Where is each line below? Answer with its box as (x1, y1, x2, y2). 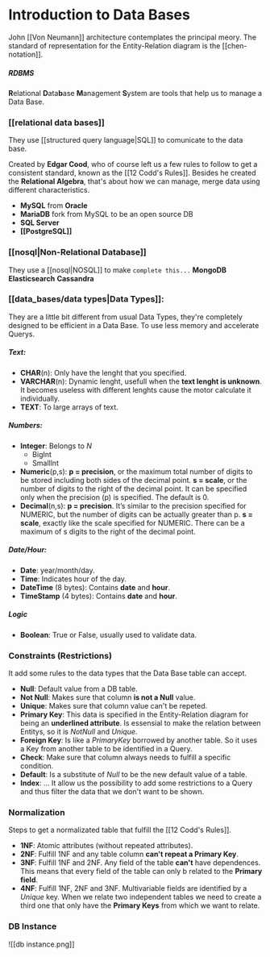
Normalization (8, 806, 66, 818)
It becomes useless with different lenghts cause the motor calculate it (19, 385, 251, 394)
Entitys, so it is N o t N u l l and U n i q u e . (19, 726, 138, 736)
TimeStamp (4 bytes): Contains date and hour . (19, 591, 177, 601)
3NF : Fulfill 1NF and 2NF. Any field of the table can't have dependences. (19, 858, 261, 868)
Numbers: (8, 421, 43, 431)
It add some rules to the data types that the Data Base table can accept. (8, 668, 247, 678)
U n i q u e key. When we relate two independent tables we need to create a (19, 893, 262, 902)
